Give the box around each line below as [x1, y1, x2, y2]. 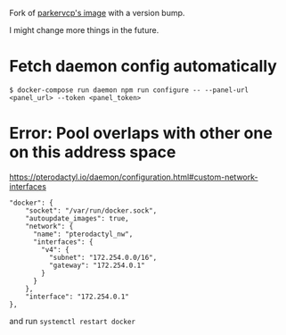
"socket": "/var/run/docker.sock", [25, 205, 158, 215]
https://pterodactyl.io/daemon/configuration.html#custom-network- [9, 172, 258, 182]
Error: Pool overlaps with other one [9, 123, 274, 144]
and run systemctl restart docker [9, 315, 136, 326]
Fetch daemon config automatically [9, 56, 278, 77]
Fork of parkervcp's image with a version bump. [9, 8, 185, 18]
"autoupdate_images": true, [25, 214, 129, 222]
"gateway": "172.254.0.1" [48, 261, 145, 270]
